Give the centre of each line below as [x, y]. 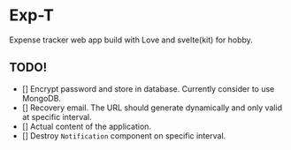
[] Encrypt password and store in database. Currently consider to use [148, 88]
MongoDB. [42, 98]
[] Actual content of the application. [87, 126]
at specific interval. [57, 116]
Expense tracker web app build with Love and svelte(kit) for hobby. [131, 40]
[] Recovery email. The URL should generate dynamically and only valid [152, 108]
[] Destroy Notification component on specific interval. [124, 135]
